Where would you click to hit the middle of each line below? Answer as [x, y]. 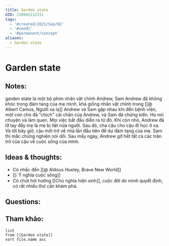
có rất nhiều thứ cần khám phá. [45, 186]
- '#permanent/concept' [35, 33]
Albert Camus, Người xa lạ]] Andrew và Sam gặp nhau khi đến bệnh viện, [81, 109]
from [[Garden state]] [29, 235]
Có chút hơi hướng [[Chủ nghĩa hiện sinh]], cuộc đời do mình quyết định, [88, 180]
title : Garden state [27, 10]
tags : [11, 19]
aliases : [14, 38]
